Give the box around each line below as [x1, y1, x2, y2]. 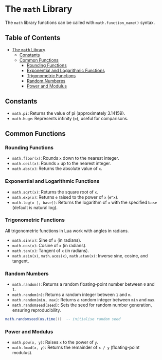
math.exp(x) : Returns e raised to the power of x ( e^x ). [12, 194, 119, 200]
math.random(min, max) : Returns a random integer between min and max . [12, 297, 156, 303]
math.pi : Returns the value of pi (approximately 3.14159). [12, 110, 126, 116]
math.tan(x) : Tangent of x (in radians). [12, 248, 89, 254]
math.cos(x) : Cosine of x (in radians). [12, 242, 87, 248]
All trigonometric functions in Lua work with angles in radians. [5, 228, 129, 233]
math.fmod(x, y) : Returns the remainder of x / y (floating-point [12, 344, 140, 350]
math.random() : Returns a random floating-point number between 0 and [12, 281, 155, 287]
